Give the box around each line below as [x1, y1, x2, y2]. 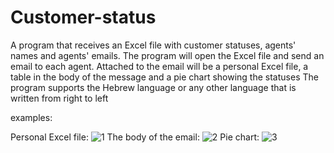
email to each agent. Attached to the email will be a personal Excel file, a [10, 60, 309, 72]
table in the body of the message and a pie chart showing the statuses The [10, 71, 319, 83]
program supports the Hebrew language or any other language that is [10, 81, 297, 93]
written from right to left [10, 92, 109, 104]
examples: [10, 111, 53, 123]
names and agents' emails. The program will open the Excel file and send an [10, 49, 325, 61]
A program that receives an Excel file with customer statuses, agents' [10, 39, 297, 51]
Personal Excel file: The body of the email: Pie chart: [10, 131, 260, 143]
